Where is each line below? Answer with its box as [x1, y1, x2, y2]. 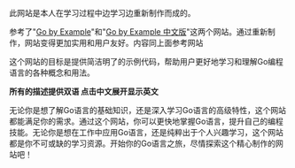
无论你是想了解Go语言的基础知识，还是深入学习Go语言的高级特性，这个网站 [9, 105, 286, 115]
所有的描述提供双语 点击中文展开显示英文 [9, 87, 159, 96]
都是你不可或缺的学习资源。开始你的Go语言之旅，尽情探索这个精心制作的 [9, 138, 276, 149]
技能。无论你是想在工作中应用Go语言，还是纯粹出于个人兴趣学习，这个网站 [9, 127, 283, 137]
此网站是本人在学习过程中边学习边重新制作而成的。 [9, 8, 196, 18]
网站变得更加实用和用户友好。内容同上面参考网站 [24, 38, 204, 48]
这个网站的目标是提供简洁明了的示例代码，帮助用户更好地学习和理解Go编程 [9, 57, 283, 66]
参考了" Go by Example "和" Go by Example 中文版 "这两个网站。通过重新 [9, 27, 268, 37]
